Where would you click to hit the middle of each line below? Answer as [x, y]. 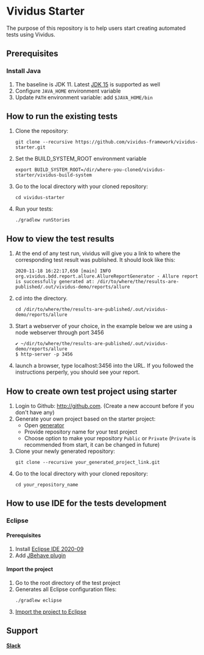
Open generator [44, 426]
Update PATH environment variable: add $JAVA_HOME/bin [84, 97]
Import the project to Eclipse [51, 611]
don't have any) [35, 413]
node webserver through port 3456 [60, 332]
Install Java [24, 71]
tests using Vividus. [31, 34]
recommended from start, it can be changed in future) [92, 445]
